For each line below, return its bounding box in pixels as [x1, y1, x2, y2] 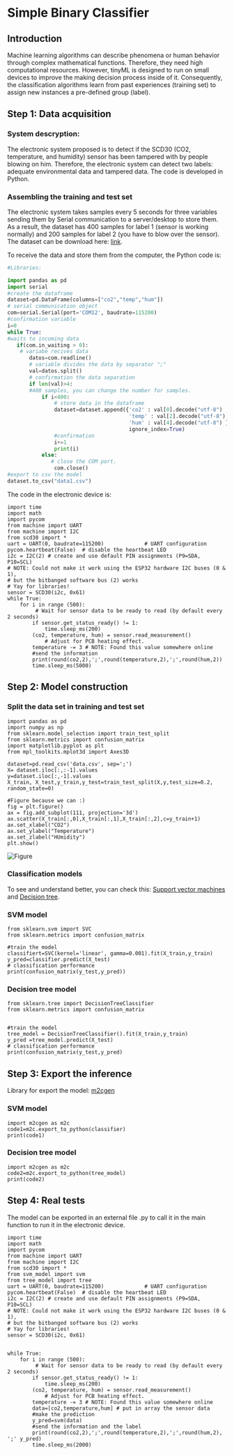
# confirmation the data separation [29, 374, 136, 381]
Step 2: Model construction [7, 681, 129, 693]
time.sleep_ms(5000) [32, 662, 92, 669]
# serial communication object [7, 303, 98, 310]
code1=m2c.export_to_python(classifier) [7, 1126, 127, 1133]
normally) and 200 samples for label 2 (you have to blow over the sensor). [7, 230, 220, 238]
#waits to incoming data [7, 335, 79, 342]
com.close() [54, 465, 89, 472]
